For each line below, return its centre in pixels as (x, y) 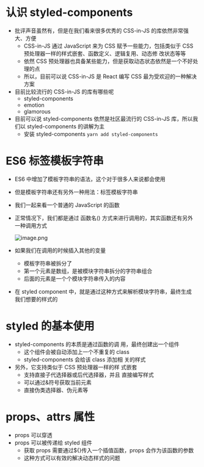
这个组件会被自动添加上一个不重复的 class (76, 352)
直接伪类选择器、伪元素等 (56, 390)
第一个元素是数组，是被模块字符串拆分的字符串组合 (88, 271)
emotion (34, 105)
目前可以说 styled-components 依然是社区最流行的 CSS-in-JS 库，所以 (104, 118)
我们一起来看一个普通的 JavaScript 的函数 (67, 205)
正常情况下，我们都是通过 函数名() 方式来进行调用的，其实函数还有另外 (104, 218)
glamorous (37, 111)
